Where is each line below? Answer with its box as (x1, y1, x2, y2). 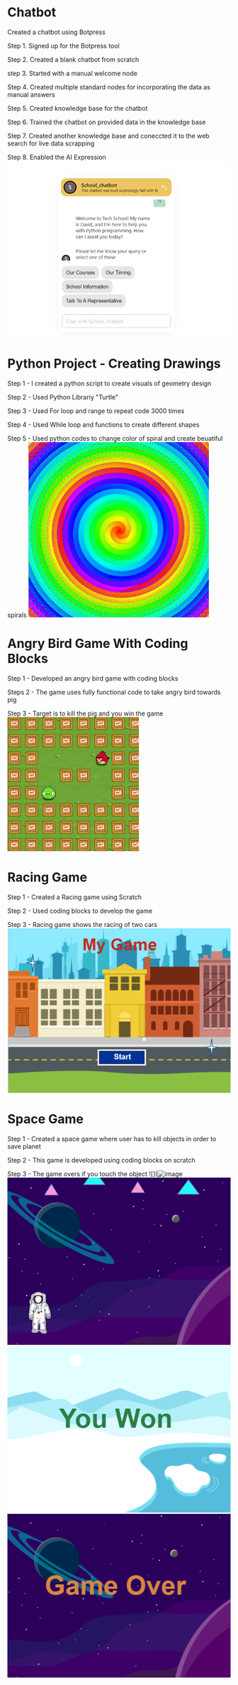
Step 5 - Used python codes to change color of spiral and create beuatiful (7, 434, 223, 442)
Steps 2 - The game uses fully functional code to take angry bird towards (7, 688, 221, 696)
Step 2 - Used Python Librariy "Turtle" (7, 393, 119, 401)
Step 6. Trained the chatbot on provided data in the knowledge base (7, 118, 206, 126)
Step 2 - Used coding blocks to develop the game (7, 906, 153, 915)
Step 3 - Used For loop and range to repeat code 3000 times (7, 406, 185, 415)
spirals (7, 610, 27, 619)
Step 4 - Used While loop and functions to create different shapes (7, 420, 200, 429)
